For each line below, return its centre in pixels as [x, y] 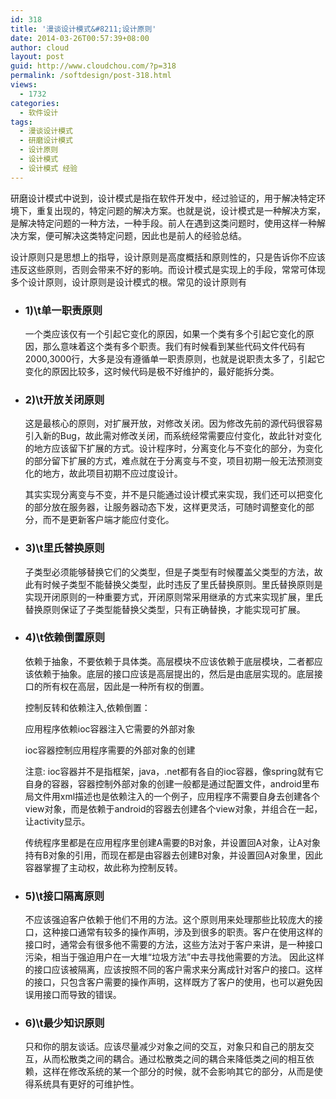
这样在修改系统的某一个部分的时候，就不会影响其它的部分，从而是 [178, 1072]
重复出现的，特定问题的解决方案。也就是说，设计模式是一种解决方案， [181, 210]
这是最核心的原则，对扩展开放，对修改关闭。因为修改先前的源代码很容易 [173, 423]
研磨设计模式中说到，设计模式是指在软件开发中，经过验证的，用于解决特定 [163, 198]
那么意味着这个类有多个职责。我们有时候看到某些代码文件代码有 [174, 346]
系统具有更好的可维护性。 [86, 1084]
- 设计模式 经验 [48, 168]
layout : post [37, 57]
